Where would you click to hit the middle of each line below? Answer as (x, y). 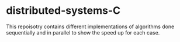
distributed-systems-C (63, 11)
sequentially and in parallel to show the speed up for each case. (83, 32)
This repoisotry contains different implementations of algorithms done (90, 26)
